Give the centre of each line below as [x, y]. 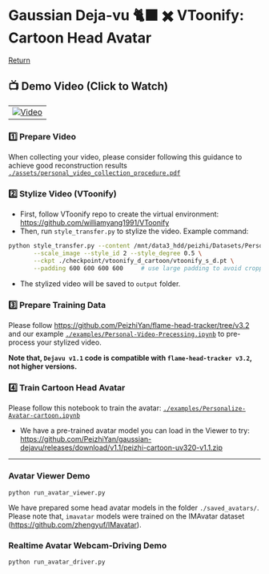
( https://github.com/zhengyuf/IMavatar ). [75, 524]
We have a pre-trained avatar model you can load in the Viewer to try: [134, 430]
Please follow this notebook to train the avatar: [85, 408]
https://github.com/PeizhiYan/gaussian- [86, 439]
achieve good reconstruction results [68, 166]
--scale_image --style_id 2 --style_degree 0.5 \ [118, 253]
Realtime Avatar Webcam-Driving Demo [88, 545]
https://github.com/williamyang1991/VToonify [94, 223]
